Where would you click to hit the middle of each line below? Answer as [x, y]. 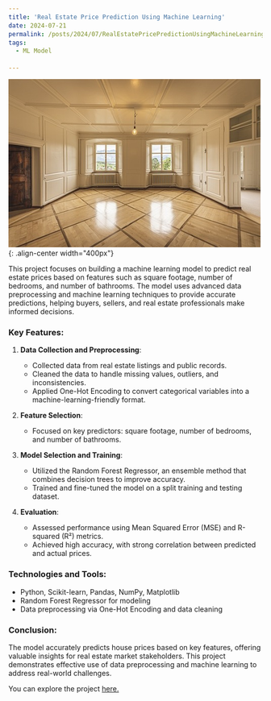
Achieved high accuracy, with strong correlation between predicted [144, 545]
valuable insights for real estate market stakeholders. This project [117, 656]
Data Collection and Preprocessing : [81, 350]
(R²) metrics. [82, 537]
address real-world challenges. [60, 673]
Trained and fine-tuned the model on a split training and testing [137, 488]
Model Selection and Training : [71, 455]
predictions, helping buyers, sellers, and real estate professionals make [127, 303]
